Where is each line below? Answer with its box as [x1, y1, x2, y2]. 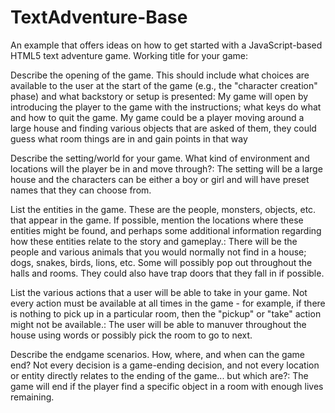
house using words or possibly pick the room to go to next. [10, 329, 253, 341]
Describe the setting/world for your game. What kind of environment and [10, 152, 310, 164]
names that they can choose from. [10, 184, 152, 196]
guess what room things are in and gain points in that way [10, 132, 248, 145]
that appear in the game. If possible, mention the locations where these [10, 214, 304, 226]
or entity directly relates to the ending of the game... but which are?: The [10, 369, 309, 381]
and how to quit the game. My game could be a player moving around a [10, 111, 305, 123]
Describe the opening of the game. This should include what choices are [10, 69, 310, 81]
